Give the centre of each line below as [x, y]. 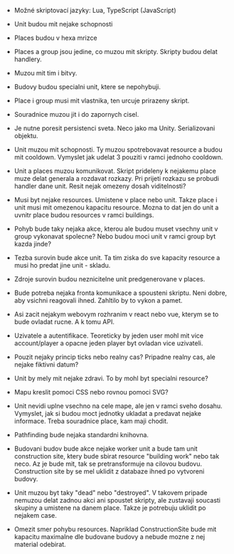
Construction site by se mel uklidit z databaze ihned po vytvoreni [109, 471]
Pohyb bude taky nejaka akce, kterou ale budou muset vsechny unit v [116, 229]
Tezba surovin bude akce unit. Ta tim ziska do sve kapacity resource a [117, 258]
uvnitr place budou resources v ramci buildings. [84, 215]
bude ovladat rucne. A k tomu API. [64, 322]
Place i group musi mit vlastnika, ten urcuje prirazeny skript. [102, 100]
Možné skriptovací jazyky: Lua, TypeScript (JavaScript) [95, 10]
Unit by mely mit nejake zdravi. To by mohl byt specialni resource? [111, 378]
